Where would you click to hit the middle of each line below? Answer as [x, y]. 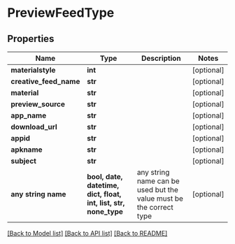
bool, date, [105, 177]
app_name [29, 115]
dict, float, [104, 194]
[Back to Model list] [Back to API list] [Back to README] [87, 233]
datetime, [103, 185]
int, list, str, [106, 203]
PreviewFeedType [61, 13]
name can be [158, 181]
